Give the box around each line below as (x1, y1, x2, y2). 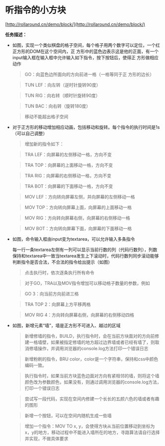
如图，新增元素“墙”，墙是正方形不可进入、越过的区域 (12, 322, 121, 328)
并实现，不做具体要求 (24, 436, 68, 442)
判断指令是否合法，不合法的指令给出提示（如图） (12, 259, 112, 265)
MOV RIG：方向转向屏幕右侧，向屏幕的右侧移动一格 (24, 215, 130, 221)
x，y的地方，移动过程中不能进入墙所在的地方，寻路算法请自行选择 (24, 429, 160, 435)
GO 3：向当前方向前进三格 (24, 290, 79, 296)
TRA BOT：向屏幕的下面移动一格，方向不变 (24, 183, 113, 189)
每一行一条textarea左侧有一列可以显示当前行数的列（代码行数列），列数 (12, 247, 158, 253)
